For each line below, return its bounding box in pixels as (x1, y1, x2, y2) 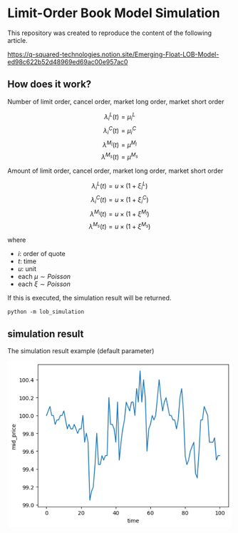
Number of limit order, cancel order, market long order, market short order (7, 97, 224, 106)
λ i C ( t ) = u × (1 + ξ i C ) (90, 194, 149, 205)
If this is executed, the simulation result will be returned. (7, 294, 172, 303)
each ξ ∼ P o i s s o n (17, 280, 71, 288)
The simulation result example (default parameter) (7, 347, 155, 355)
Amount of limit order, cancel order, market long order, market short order (7, 166, 224, 175)
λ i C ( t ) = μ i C (103, 125, 137, 136)
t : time (17, 257, 37, 265)
